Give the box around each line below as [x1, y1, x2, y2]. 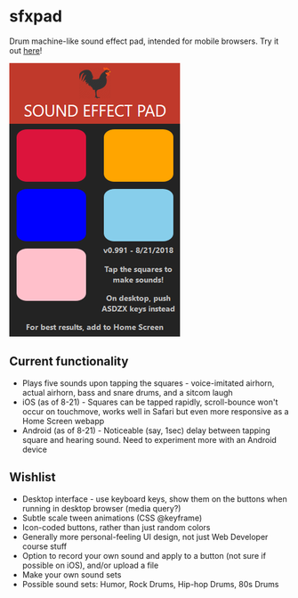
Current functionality [9, 354, 129, 369]
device [21, 444, 47, 455]
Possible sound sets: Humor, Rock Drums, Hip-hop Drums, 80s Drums [21, 578, 279, 589]
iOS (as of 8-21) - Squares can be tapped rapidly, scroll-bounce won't [21, 397, 278, 407]
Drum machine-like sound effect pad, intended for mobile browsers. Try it [9, 36, 279, 46]
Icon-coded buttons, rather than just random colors [21, 521, 211, 532]
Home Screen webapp [21, 415, 105, 426]
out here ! [9, 45, 43, 55]
